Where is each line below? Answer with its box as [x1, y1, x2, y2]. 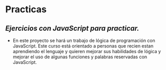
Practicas [5, 4, 47, 15]
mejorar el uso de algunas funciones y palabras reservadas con [12, 54, 148, 60]
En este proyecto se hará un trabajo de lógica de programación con [12, 37, 155, 43]
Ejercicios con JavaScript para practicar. [5, 24, 139, 33]
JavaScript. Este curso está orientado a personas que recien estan [12, 43, 154, 49]
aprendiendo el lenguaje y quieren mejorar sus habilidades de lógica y [12, 49, 161, 54]
